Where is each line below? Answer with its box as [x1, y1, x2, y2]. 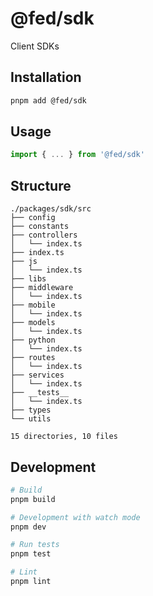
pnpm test [10, 549, 52, 559]
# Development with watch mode [10, 512, 141, 522]
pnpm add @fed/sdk [10, 95, 87, 106]
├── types [10, 405, 52, 416]
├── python [10, 335, 56, 346]
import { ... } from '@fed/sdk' [10, 150, 145, 160]
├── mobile [10, 300, 56, 311]
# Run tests [10, 540, 60, 550]
